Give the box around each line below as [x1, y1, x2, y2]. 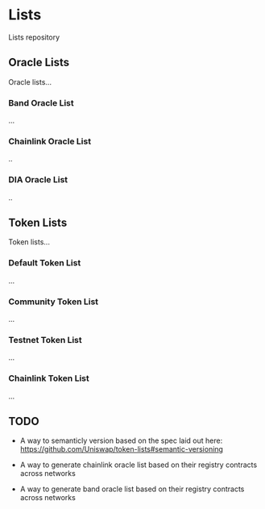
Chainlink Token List [8, 373, 90, 384]
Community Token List [8, 296, 99, 307]
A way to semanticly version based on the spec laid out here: [19, 436, 223, 445]
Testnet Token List [8, 334, 82, 345]
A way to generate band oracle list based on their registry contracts [19, 484, 245, 494]
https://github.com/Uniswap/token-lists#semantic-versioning [19, 444, 224, 454]
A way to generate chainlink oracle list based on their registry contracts [19, 460, 258, 469]
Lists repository [8, 32, 60, 42]
